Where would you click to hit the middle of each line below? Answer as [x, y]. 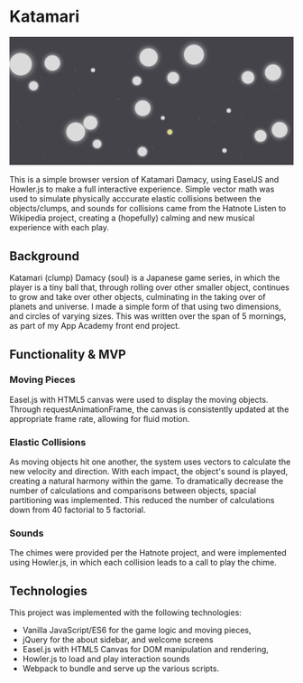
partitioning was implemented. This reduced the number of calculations [142, 501]
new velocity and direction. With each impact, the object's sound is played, [149, 472]
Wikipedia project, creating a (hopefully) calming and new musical [132, 218]
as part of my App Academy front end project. [95, 326]
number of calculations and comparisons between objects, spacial [133, 491]
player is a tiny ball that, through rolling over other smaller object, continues [150, 287]
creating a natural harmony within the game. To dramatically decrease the [147, 482]
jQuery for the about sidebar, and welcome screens [118, 640]
